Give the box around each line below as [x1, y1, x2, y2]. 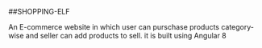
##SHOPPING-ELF [8, 7, 70, 16]
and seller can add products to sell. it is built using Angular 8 [25, 31, 227, 40]
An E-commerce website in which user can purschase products [8, 22, 220, 31]
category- [221, 22, 254, 31]
